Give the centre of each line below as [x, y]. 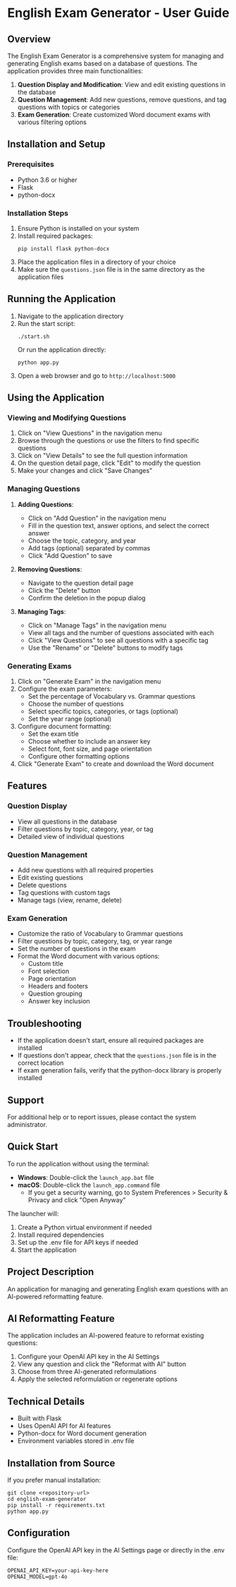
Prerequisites [31, 164]
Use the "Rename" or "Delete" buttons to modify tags [105, 648]
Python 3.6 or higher [47, 180]
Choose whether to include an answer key [89, 742]
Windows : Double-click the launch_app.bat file [86, 1177]
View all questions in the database [67, 821]
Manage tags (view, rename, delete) [69, 900]
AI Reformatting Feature [61, 1319]
